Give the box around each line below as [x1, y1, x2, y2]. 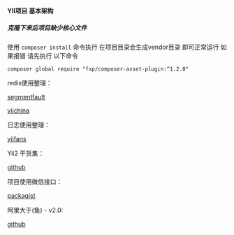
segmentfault [7, 92, 45, 101]
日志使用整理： [7, 120, 50, 129]
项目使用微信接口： [7, 177, 63, 185]
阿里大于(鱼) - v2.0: [7, 206, 64, 214]
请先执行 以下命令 [27, 51, 78, 59]
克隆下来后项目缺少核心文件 [7, 24, 87, 32]
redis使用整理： [7, 78, 52, 87]
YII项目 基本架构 [7, 6, 54, 15]
